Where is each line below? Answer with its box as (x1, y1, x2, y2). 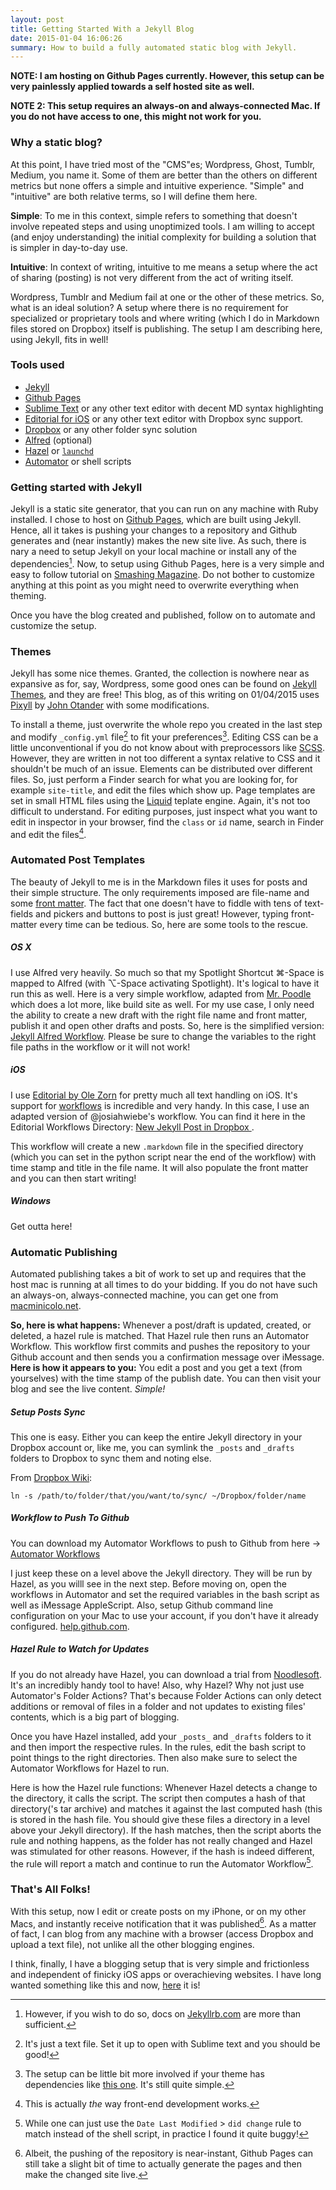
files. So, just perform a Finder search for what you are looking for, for (10, 773, 298, 785)
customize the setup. (10, 619, 97, 631)
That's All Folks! (10, 1882, 91, 1896)
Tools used (10, 358, 65, 372)
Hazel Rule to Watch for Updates (10, 1643, 150, 1655)
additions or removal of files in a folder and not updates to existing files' (10, 1700, 306, 1712)
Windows (10, 1195, 52, 1207)
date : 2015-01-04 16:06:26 (10, 33, 123, 43)
